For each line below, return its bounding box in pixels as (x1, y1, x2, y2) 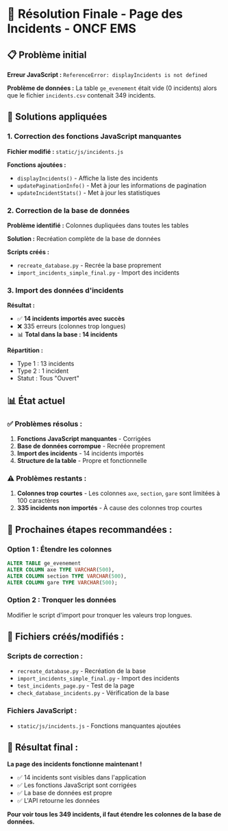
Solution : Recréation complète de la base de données (7, 234, 161, 242)
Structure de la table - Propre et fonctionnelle (16, 456, 147, 464)
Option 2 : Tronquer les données (7, 595, 116, 605)
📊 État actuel (7, 395, 65, 407)
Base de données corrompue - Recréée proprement (16, 442, 166, 450)
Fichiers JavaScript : (7, 706, 77, 716)
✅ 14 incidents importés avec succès (16, 315, 125, 323)
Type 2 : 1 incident (16, 367, 69, 375)
